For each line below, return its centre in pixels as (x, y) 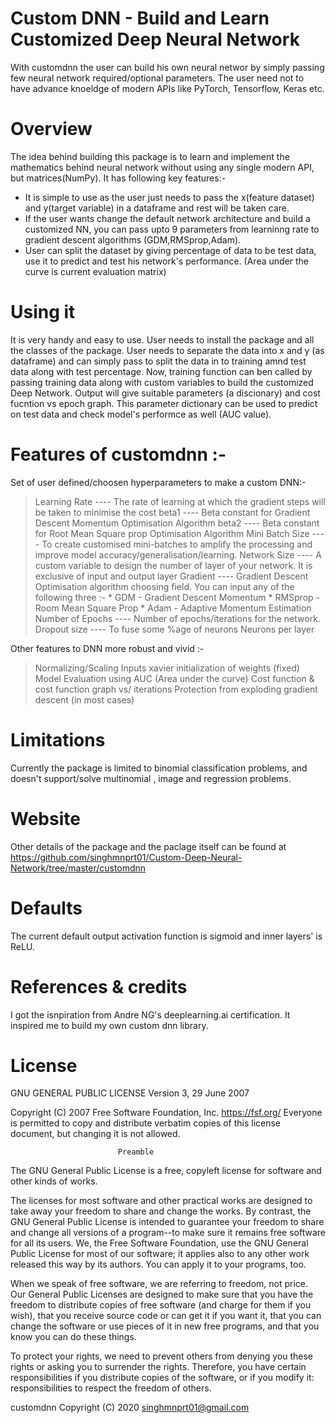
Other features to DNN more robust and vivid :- (107, 648)
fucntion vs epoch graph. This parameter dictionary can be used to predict (164, 403)
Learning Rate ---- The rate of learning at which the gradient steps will (180, 501)
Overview (51, 129)
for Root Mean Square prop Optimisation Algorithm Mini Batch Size (172, 533)
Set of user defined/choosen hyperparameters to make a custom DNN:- (158, 482)
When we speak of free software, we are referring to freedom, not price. (159, 1284)
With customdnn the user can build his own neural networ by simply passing (167, 67)
